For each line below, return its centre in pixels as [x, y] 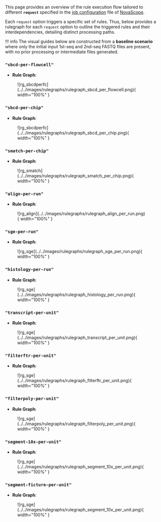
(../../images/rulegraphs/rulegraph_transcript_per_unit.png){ [77, 338]
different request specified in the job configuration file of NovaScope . [75, 12]
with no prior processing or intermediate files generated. [62, 52]
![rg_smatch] [30, 171]
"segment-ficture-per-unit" [38, 485]
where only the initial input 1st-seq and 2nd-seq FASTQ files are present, [78, 47]
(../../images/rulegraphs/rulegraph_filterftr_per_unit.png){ [74, 381]
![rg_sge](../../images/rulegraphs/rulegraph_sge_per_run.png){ [80, 251]
